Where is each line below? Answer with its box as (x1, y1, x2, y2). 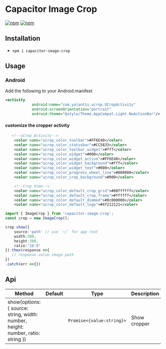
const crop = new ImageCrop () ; (5, 216, 70, 221)
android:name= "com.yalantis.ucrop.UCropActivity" (31, 102, 136, 107)
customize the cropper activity (5, 122, 70, 128)
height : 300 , (14, 238, 39, 244)
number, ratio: (7, 329, 41, 336)
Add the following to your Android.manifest (5, 88, 93, 94)
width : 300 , (14, 234, 37, 239)
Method (14, 290, 34, 297)
